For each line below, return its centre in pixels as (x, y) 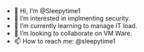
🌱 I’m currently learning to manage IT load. (76, 26)
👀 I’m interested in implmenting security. (72, 18)
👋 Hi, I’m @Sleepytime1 (47, 11)
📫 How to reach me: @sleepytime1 (65, 41)
